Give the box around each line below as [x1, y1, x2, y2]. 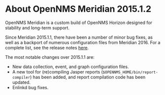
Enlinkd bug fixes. [12, 84, 49, 90]
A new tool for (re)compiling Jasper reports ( [12, 69, 103, 74]
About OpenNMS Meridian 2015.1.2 [5, 3, 152, 15]
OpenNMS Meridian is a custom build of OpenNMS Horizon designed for [5, 20, 153, 25]
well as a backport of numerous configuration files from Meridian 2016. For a [5, 39, 161, 45]
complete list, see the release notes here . [5, 45, 89, 50]
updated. [12, 79, 31, 85]
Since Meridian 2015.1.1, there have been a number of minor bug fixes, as [5, 34, 153, 40]
